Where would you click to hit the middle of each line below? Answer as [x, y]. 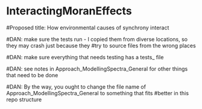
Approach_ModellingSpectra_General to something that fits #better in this [97, 93]
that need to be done [32, 75]
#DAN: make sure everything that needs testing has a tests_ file [85, 57]
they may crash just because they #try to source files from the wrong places [101, 46]
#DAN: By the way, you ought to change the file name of [76, 87]
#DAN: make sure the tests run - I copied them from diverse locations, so [97, 39]
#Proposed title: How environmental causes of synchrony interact [88, 28]
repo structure [24, 99]
